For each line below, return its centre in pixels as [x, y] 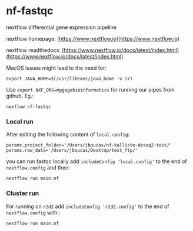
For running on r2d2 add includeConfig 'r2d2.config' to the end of [88, 206]
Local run [20, 121]
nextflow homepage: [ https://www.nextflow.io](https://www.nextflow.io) [93, 38]
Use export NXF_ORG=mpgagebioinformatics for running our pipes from [90, 89]
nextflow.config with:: [33, 212]
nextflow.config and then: [38, 168]
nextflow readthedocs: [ [35, 50]
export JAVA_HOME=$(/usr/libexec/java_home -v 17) [69, 79]
